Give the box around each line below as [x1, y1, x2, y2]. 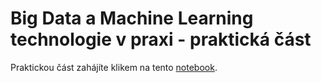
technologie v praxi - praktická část [10, 28, 312, 51]
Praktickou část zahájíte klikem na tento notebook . [10, 61, 218, 73]
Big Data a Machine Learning [10, 7, 254, 30]
